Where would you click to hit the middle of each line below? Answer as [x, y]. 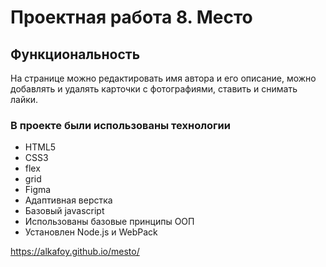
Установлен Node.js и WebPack [91, 232]
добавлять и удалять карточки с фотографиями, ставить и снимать [154, 89]
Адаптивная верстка [68, 200]
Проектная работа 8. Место [131, 17]
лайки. [24, 99]
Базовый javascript [64, 211]
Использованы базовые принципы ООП [109, 222]
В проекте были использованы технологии [120, 125]
